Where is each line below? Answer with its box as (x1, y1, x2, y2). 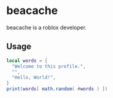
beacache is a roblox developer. (6, 24, 87, 31)
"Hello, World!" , (12, 74, 56, 81)
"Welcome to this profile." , (12, 63, 86, 69)
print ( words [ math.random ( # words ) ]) (6, 86, 108, 92)
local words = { (6, 57, 48, 64)
